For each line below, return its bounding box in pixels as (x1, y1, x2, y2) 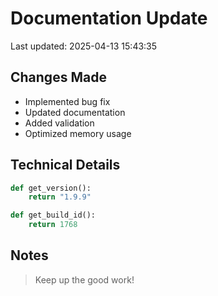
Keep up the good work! (34, 273, 135, 286)
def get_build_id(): (10, 210, 97, 221)
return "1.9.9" (28, 192, 92, 202)
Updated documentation (24, 106, 126, 118)
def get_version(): (10, 183, 92, 193)
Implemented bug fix (24, 95, 111, 107)
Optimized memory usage (24, 127, 132, 139)
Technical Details (10, 157, 121, 174)
